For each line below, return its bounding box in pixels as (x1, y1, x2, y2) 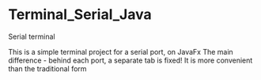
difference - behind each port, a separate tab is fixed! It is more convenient (8, 55, 253, 65)
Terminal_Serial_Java (8, 6, 152, 24)
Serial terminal (8, 32, 55, 41)
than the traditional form (8, 63, 87, 73)
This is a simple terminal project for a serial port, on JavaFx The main (8, 47, 233, 56)
